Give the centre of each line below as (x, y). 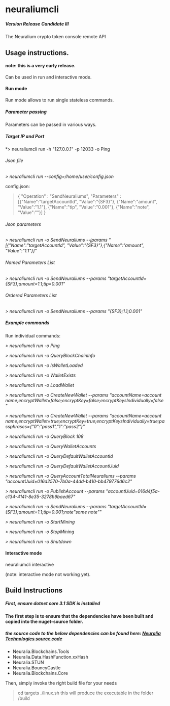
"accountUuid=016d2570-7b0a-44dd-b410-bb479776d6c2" (69, 481)
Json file (14, 161)
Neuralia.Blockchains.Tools (41, 651)
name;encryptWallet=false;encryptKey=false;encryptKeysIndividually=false (84, 400)
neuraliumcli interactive (30, 564)
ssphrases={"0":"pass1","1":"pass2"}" (45, 426)
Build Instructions (34, 591)
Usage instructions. (37, 53)
